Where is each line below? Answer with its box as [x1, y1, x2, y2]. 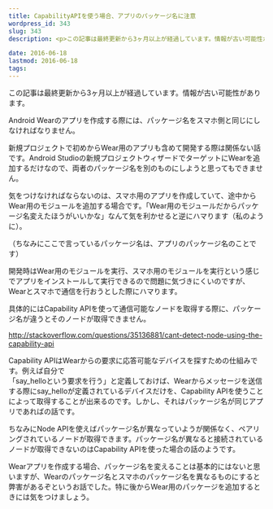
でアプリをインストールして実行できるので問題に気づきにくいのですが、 [8, 276, 250, 286]
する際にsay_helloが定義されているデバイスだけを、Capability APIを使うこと [8, 386, 264, 396]
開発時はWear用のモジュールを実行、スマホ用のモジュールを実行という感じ [8, 265, 260, 275]
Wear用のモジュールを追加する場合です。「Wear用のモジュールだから [8, 200, 238, 210]
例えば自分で [21, 366, 65, 375]
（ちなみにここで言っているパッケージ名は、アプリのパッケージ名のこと [8, 238, 250, 248]
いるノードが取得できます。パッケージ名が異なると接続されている [43, 433, 264, 444]
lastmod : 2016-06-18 [8, 57, 79, 65]
